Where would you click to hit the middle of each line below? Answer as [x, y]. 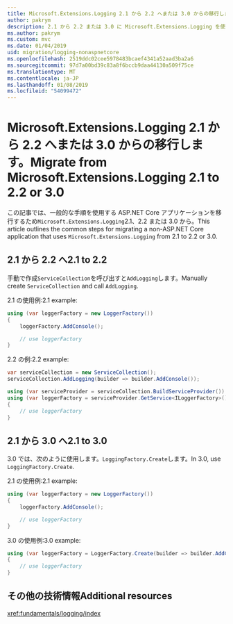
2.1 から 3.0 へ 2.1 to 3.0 [57, 441]
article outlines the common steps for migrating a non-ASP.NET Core [106, 229]
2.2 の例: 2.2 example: [38, 359]
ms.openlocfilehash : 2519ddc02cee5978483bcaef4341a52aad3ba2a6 [101, 59]
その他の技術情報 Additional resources [90, 596]
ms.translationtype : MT [42, 72]
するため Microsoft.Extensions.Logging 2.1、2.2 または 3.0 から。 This [111, 221]
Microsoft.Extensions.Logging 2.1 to [113, 178]
